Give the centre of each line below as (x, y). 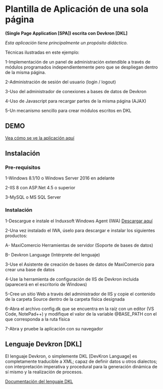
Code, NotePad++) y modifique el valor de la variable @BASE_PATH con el (81, 314)
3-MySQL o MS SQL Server (33, 197)
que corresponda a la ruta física (38, 319)
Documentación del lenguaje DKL (39, 381)
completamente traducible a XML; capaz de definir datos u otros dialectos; (81, 361)
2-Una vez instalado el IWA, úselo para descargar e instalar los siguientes (80, 230)
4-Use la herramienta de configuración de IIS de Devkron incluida (72, 279)
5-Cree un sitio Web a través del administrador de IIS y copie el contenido (80, 294)
